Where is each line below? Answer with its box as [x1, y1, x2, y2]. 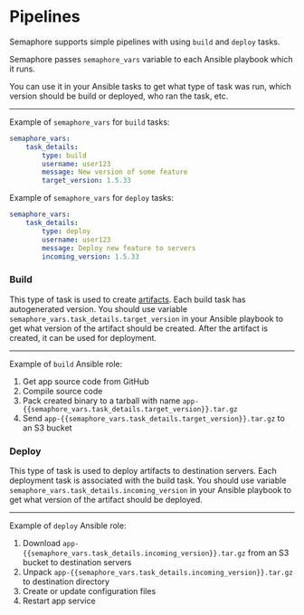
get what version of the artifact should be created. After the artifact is [9, 323, 269, 334]
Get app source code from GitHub [22, 375, 149, 386]
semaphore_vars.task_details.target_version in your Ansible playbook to [9, 313, 283, 324]
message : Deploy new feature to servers [42, 243, 196, 252]
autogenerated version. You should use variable [9, 303, 188, 314]
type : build [42, 151, 88, 160]
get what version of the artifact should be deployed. [9, 495, 204, 506]
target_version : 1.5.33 [42, 176, 131, 185]
